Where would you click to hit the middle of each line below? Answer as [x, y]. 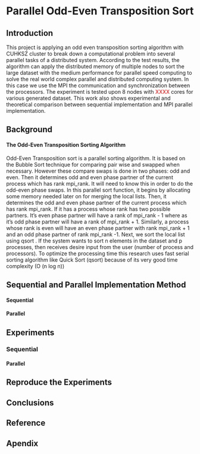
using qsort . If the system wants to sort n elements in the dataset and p [94, 241]
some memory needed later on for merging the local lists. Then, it [86, 196]
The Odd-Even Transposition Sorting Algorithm [66, 145]
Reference [26, 423]
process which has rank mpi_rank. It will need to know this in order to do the [100, 183]
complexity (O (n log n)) [35, 266]
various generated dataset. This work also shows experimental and [88, 98]
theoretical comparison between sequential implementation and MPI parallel [99, 105]
